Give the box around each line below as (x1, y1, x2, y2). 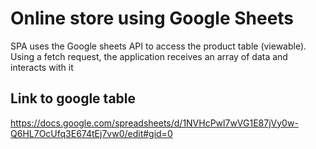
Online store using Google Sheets (10, 7, 295, 30)
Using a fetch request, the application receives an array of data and (10, 50, 288, 62)
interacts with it (10, 61, 74, 73)
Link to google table (10, 90, 137, 107)
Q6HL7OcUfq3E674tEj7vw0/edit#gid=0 (10, 127, 173, 139)
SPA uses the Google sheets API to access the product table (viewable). (10, 40, 307, 52)
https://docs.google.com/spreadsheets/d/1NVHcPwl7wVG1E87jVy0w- (10, 117, 299, 129)
